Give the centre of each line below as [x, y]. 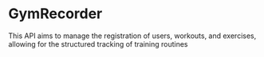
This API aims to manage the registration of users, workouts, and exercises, [132, 36]
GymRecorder [55, 14]
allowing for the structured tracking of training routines [99, 44]
